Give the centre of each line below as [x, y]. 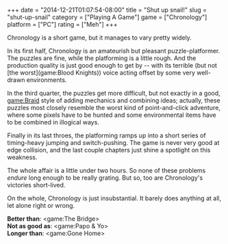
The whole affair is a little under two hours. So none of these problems [106, 171]
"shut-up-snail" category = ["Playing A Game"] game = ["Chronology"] [107, 17]
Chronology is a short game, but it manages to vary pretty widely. [99, 38]
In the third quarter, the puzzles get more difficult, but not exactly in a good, [114, 93]
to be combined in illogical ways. [53, 122]
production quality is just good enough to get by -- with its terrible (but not [112, 65]
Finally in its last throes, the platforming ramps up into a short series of [107, 135]
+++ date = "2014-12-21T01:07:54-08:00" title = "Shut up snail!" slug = [107, 10]
